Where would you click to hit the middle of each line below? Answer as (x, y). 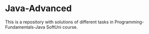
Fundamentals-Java (25, 27)
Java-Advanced (39, 8)
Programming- (129, 22)
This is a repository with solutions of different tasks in (60, 22)
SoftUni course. (62, 27)
